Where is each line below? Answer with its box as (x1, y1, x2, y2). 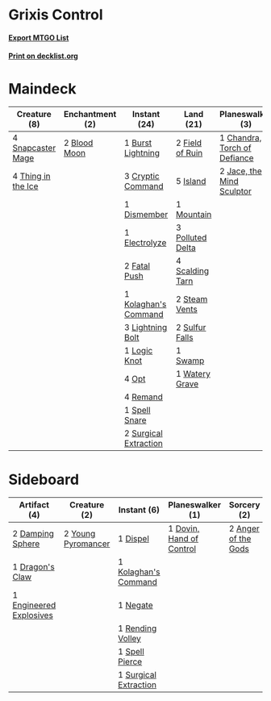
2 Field (176, 137, 202, 148)
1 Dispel (118, 533, 149, 545)
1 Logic (123, 345, 153, 357)
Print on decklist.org (8, 51, 78, 61)
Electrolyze (123, 237, 167, 248)
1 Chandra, (219, 132, 262, 144)
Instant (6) (118, 504, 160, 515)
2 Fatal (123, 261, 151, 272)
